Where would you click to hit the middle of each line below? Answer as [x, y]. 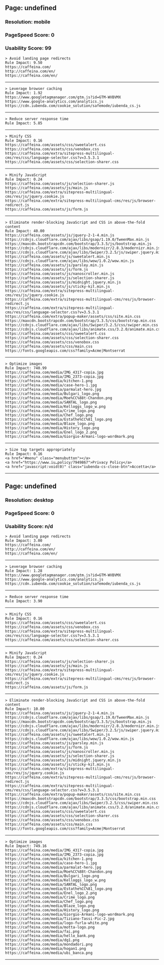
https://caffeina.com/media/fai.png [42, 932]
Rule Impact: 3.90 [24, 601]
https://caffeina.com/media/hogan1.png [46, 949]
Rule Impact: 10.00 [25, 709]
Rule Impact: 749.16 [26, 846]
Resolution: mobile [28, 22]
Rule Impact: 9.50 [24, 63]
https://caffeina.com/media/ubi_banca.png [49, 953]
